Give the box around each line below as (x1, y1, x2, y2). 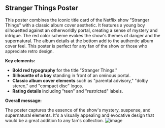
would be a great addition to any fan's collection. (5, 117, 104, 123)
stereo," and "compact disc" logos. (12, 83, 84, 89)
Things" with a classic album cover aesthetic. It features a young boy (5, 22, 145, 28)
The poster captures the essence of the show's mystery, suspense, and (5, 107, 151, 113)
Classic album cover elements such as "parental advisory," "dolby (12, 77, 148, 83)
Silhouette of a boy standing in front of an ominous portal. (12, 72, 131, 78)
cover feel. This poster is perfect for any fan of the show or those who (5, 43, 148, 49)
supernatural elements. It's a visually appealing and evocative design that (5, 112, 154, 118)
